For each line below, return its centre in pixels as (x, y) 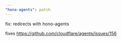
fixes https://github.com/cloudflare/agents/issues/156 (61, 33)
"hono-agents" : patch (28, 10)
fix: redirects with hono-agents (37, 24)
